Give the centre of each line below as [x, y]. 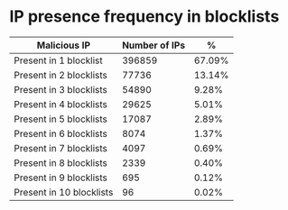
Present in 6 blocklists [61, 133]
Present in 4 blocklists [61, 104]
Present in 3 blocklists [61, 89]
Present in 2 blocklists [61, 75]
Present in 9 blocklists [61, 178]
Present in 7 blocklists [61, 148]
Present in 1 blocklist [58, 60]
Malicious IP [64, 45]
